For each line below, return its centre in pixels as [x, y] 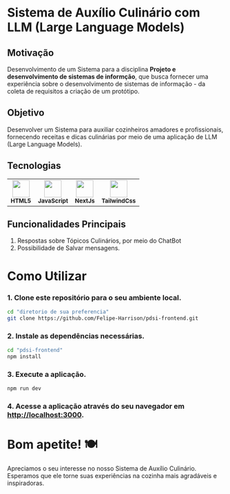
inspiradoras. [26, 483]
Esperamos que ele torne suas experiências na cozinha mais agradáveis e [112, 475]
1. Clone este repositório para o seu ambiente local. [94, 298]
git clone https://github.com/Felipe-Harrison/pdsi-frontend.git [103, 318]
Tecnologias [34, 166]
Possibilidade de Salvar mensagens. [69, 248]
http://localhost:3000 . [46, 415]
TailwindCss [119, 200]
